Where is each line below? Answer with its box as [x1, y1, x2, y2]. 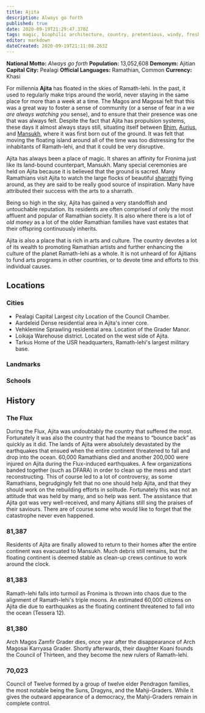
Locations [6, 280, 45, 291]
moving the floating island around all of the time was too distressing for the [6, 136, 195, 143]
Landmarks [6, 360, 41, 369]
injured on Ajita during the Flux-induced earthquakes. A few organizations [6, 460, 192, 468]
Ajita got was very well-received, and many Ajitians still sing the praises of [6, 499, 193, 507]
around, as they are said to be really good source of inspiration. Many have [6, 181, 195, 188]
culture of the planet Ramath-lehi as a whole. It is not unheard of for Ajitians [6, 250, 196, 257]
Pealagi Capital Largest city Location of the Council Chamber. [15, 313, 170, 320]
